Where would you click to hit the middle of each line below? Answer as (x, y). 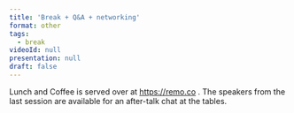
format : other (35, 26)
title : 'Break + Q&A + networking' (75, 17)
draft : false (33, 67)
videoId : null (35, 50)
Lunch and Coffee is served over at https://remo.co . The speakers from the (147, 91)
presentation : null (45, 58)
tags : (19, 34)
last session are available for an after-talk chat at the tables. (118, 101)
